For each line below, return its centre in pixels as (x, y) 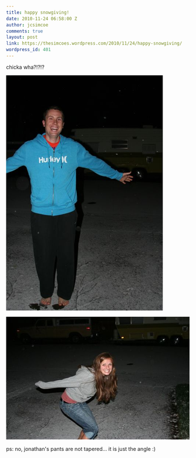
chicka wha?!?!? (26, 67)
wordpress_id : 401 (28, 50)
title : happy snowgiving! (38, 12)
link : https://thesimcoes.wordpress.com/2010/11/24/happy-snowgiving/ (94, 44)
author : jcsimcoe (27, 25)
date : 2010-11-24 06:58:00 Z (42, 19)
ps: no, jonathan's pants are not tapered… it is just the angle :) (81, 449)
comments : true (25, 31)
